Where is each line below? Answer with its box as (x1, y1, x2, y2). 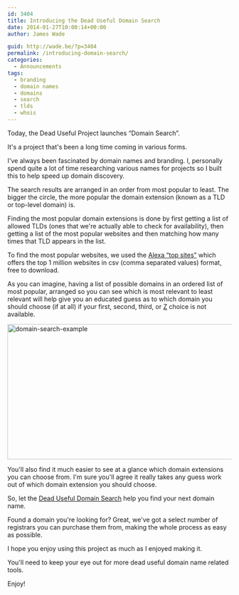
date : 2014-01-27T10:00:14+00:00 (7, 23, 107, 31)
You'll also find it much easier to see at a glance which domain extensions (7, 465, 224, 473)
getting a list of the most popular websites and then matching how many (7, 229, 219, 238)
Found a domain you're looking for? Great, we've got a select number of (7, 515, 218, 524)
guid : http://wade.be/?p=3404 (7, 43, 97, 51)
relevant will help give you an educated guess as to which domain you (7, 295, 213, 303)
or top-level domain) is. (7, 200, 76, 209)
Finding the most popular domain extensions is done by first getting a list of (7, 214, 229, 223)
